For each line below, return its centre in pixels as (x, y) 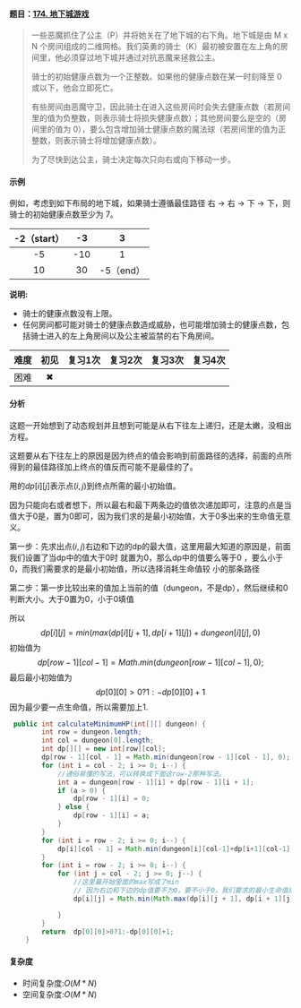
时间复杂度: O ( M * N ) (60, 983)
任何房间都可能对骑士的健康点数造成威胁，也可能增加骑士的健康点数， (152, 325)
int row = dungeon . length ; (92, 732)
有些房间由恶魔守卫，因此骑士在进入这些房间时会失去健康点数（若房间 (161, 107)
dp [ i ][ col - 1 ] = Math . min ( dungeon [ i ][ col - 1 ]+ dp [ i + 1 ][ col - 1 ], (176, 849)
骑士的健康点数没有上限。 (69, 314)
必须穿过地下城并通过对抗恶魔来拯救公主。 (141, 57)
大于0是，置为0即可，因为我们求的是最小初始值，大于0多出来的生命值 (146, 516)
